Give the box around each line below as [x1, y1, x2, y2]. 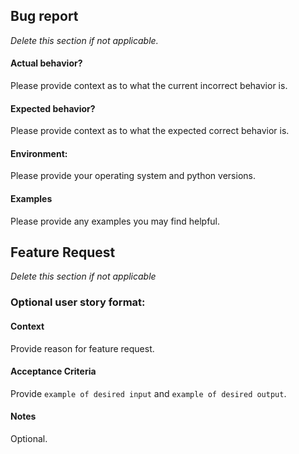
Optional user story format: [10, 295, 146, 309]
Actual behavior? [10, 57, 83, 69]
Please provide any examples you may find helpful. [10, 215, 221, 227]
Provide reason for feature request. [10, 342, 155, 354]
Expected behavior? [10, 102, 96, 114]
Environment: [10, 147, 68, 159]
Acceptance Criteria [10, 365, 97, 378]
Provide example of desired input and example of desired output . [10, 387, 287, 399]
